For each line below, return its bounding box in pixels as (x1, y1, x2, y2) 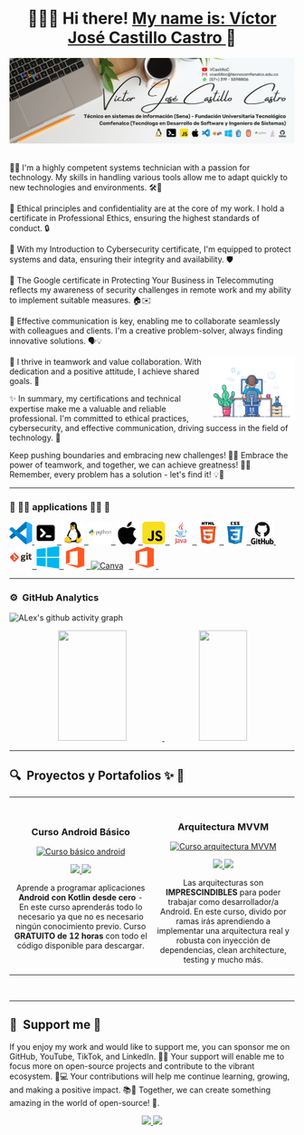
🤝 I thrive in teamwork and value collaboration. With (9, 357, 202, 368)
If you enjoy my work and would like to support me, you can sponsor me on (9, 1041, 290, 1052)
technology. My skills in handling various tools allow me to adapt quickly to (9, 172, 288, 183)
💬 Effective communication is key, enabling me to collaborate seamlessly (9, 316, 280, 327)
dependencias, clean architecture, (159, 945, 287, 956)
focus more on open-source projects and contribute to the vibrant (9, 1060, 255, 1072)
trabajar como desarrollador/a (167, 897, 279, 908)
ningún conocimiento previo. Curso (14, 920, 147, 931)
